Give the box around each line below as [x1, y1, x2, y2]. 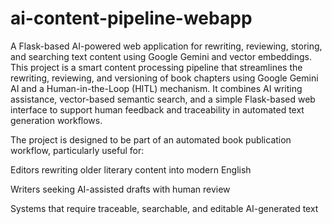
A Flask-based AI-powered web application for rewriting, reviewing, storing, [10, 40, 323, 52]
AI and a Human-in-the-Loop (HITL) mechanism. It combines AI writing [10, 82, 303, 94]
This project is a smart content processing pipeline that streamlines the [10, 61, 303, 73]
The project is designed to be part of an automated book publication [10, 133, 292, 146]
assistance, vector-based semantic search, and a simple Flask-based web [10, 93, 316, 105]
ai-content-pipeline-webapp [10, 7, 253, 30]
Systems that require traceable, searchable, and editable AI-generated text [10, 202, 319, 214]
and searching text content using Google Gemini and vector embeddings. [10, 50, 312, 62]
